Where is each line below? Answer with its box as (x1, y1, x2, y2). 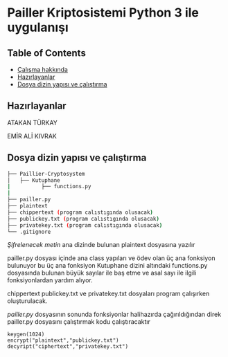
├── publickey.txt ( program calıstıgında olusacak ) (7, 215, 159, 222)
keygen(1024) (7, 331, 45, 338)
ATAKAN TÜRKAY (7, 118, 58, 127)
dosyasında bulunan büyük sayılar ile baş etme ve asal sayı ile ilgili (7, 268, 197, 277)
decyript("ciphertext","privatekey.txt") (7, 343, 129, 350)
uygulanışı (7, 19, 69, 35)
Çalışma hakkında (17, 66, 68, 73)
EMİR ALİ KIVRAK (7, 131, 57, 140)
